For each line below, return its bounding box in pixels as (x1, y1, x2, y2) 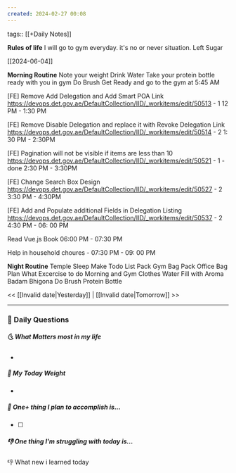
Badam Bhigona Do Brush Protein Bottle (7, 277, 123, 285)
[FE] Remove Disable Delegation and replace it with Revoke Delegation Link (7, 120, 225, 129)
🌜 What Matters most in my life (7, 332, 102, 341)
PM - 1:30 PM (7, 106, 47, 115)
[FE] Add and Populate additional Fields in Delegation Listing (7, 206, 183, 215)
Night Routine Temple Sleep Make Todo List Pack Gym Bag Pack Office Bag (7, 262, 228, 270)
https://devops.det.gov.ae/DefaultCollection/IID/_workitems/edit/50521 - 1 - (7, 156, 225, 165)
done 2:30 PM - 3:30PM (7, 163, 77, 172)
